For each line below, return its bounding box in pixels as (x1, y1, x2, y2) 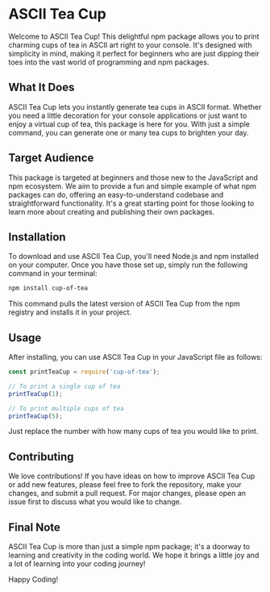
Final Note (8, 520, 60, 534)
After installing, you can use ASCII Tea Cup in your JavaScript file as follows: (8, 352, 263, 362)
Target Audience (8, 151, 94, 165)
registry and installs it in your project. (8, 307, 131, 317)
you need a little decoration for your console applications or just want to (8, 110, 247, 120)
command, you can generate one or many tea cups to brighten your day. (8, 127, 249, 137)
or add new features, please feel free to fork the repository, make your (8, 480, 242, 490)
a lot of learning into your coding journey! (8, 559, 146, 569)
